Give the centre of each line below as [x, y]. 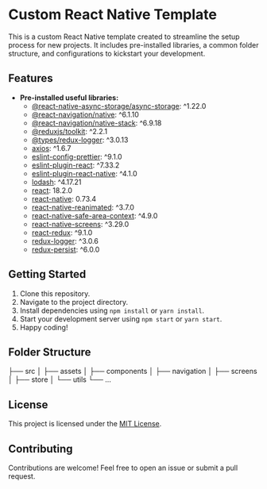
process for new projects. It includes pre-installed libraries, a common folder [133, 44]
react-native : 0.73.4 [64, 198]
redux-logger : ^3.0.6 [65, 241]
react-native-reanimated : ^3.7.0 [83, 207]
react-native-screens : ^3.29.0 [80, 224]
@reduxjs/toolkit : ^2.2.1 [70, 131]
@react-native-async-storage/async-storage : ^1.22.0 [119, 106]
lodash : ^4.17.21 [56, 182]
